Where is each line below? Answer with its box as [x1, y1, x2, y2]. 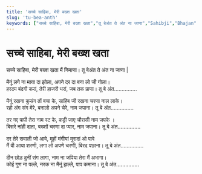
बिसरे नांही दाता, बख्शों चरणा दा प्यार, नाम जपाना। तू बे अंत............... [6, 123, 141, 130]
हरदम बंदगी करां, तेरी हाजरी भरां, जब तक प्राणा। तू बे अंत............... [6, 85, 137, 92]
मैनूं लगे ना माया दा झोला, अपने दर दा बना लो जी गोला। [6, 79, 111, 86]
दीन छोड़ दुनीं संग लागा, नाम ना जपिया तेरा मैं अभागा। [6, 154, 107, 161]
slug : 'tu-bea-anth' [6, 14, 59, 21]
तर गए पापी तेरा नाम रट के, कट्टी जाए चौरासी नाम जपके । [6, 116, 115, 124]
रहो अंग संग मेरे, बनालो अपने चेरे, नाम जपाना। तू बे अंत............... [6, 104, 134, 112]
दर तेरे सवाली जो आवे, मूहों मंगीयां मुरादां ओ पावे [6, 135, 95, 143]
